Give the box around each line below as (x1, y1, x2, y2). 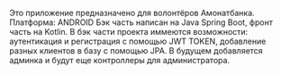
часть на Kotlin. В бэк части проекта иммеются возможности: (9, 27, 249, 37)
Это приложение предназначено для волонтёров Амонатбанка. (9, 8, 255, 18)
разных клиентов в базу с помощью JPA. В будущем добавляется (9, 45, 263, 56)
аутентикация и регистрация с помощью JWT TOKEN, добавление (9, 36, 267, 46)
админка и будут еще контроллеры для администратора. (9, 55, 231, 65)
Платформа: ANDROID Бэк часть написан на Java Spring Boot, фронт (9, 17, 273, 28)
